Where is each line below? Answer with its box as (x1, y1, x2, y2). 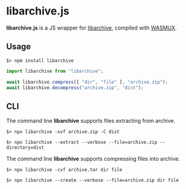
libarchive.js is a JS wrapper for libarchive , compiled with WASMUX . (6, 24, 177, 31)
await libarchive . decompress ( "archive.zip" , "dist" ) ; (6, 84, 144, 91)
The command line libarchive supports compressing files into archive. (6, 155, 181, 163)
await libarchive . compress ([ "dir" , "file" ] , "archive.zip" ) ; (6, 79, 169, 85)
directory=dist (6, 144, 45, 151)
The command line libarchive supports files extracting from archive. (6, 117, 176, 125)
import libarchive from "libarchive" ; (6, 68, 104, 74)
